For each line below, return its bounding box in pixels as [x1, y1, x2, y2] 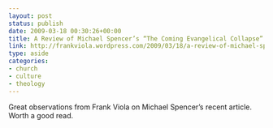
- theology [8, 79, 45, 87]
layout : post [8, 11, 53, 20]
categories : [8, 58, 49, 66]
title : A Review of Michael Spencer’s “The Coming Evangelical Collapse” [8, 34, 264, 43]
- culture [8, 72, 42, 80]
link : [8, 42, 27, 50]
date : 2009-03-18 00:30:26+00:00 [8, 27, 122, 35]
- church [8, 65, 38, 73]
